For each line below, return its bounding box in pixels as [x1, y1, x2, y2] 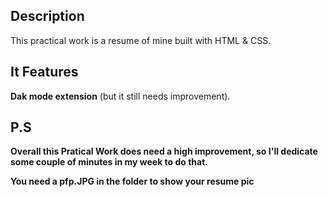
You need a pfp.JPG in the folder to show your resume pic [10, 175, 255, 188]
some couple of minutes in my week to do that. [10, 156, 208, 168]
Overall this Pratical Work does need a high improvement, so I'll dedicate [10, 145, 318, 158]
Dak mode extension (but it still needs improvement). [10, 90, 231, 102]
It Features [10, 64, 79, 81]
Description [10, 8, 85, 25]
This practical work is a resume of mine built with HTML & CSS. [10, 34, 272, 46]
